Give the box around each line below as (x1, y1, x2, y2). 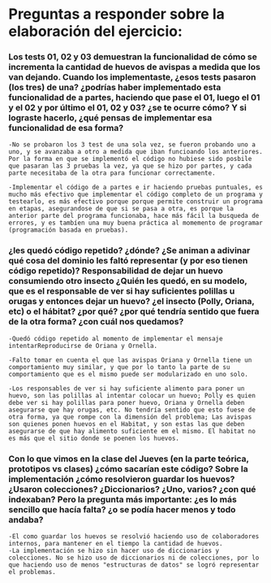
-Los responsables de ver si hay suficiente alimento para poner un (8, 384, 245, 393)
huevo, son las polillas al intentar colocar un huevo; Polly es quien (8, 391, 256, 399)
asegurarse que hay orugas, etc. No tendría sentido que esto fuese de (8, 406, 256, 414)
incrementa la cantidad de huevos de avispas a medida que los (8, 62, 261, 73)
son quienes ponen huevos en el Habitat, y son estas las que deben (8, 420, 245, 428)
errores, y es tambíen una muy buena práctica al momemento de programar (8, 219, 264, 228)
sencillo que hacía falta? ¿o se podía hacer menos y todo (8, 503, 236, 515)
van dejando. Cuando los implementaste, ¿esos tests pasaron (8, 72, 256, 83)
